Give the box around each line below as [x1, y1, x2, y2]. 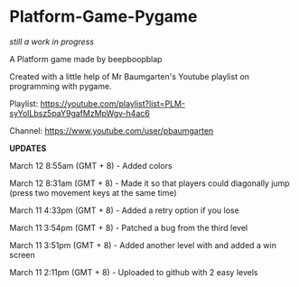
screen [9, 249, 36, 260]
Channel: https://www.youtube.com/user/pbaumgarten [9, 125, 214, 136]
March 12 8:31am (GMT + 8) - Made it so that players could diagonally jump [9, 178, 291, 189]
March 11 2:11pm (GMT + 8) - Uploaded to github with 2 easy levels [9, 266, 258, 277]
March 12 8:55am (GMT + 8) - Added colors [9, 160, 173, 171]
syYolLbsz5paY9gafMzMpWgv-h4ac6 [9, 107, 151, 118]
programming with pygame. [9, 80, 112, 91]
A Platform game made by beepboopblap [9, 53, 163, 64]
